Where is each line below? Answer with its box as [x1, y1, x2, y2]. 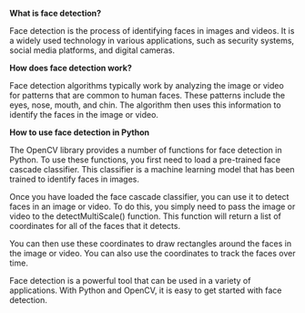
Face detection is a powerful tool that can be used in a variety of [9, 276, 251, 286]
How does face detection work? [9, 63, 132, 73]
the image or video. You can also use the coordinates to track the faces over [9, 248, 296, 258]
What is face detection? [9, 8, 102, 18]
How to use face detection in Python [9, 127, 150, 138]
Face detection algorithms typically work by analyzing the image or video [9, 80, 284, 90]
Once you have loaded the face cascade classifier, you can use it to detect [9, 192, 290, 202]
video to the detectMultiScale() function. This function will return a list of [9, 211, 282, 222]
